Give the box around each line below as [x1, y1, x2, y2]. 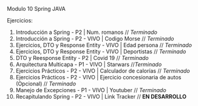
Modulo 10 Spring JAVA [7, 5, 66, 12]
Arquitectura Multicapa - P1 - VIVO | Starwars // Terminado [15, 61, 162, 68]
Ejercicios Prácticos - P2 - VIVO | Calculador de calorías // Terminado [15, 67, 190, 75]
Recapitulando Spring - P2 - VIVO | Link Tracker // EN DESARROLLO [15, 93, 187, 100]
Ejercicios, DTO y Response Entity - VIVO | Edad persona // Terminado [15, 42, 192, 48]
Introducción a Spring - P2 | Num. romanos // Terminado [15, 28, 157, 36]
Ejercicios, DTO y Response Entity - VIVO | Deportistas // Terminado [15, 48, 186, 55]
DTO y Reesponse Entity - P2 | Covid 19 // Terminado [15, 55, 149, 61]
